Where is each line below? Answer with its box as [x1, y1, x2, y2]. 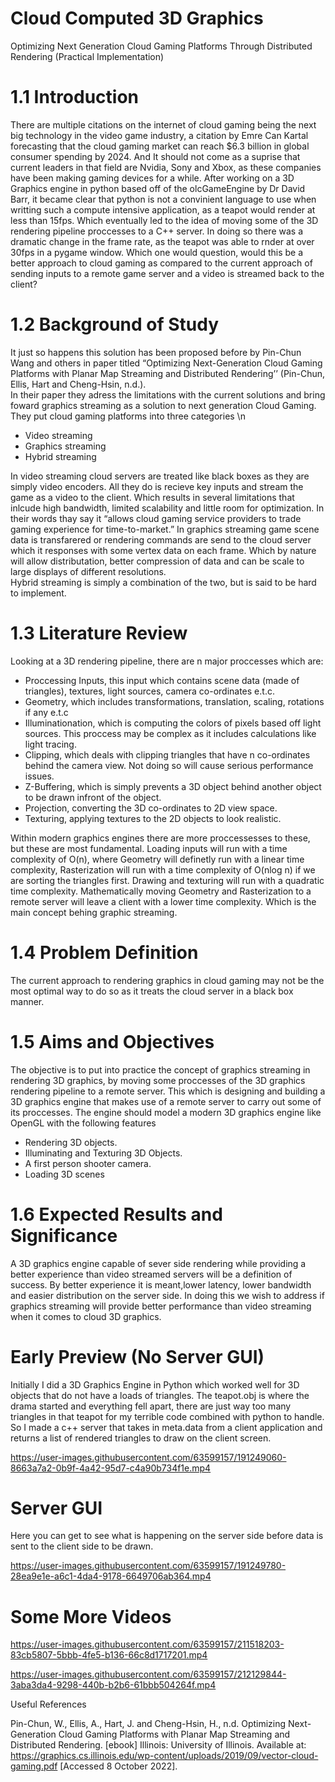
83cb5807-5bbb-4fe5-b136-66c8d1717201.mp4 [10, 1649, 208, 1661]
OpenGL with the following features [10, 1117, 157, 1129]
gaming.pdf [10, 1760, 58, 1772]
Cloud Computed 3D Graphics [10, 7, 264, 30]
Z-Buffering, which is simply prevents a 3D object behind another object [24, 780, 322, 792]
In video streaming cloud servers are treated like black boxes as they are [10, 470, 310, 482]
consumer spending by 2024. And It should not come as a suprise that [10, 150, 301, 162]
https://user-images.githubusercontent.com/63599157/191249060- [10, 1451, 287, 1463]
